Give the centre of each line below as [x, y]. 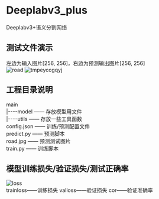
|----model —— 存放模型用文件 [44, 111]
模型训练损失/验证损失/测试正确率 [67, 169]
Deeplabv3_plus [47, 10]
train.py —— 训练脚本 [33, 148]
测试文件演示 [30, 48]
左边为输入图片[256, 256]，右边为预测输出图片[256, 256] [76, 63]
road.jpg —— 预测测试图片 [38, 141]
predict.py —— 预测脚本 [35, 133]
